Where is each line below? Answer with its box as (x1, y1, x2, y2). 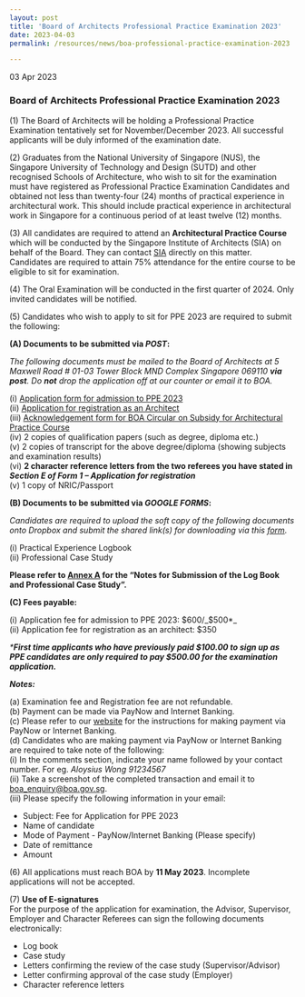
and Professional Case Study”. (9, 579, 127, 590)
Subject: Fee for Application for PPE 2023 (22, 810, 179, 821)
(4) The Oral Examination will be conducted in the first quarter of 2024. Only (9, 284, 295, 294)
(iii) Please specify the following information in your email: (9, 793, 226, 803)
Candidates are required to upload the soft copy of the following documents (9, 514, 295, 525)
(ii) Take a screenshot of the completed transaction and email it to (9, 773, 256, 784)
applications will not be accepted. (9, 876, 135, 887)
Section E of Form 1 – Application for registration (9, 470, 196, 481)
